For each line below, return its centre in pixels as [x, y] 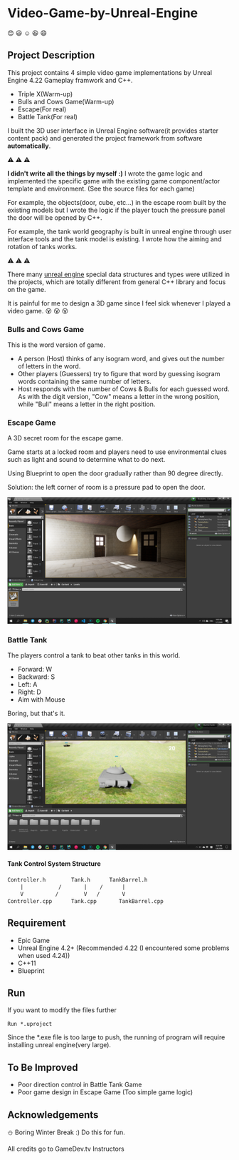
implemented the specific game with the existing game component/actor [114, 181]
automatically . [29, 146]
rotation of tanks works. [42, 246]
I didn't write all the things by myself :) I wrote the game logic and [105, 173]
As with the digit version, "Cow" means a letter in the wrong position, [119, 397]
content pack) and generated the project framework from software [105, 138]
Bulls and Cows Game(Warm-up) [66, 101]
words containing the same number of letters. [84, 382]
